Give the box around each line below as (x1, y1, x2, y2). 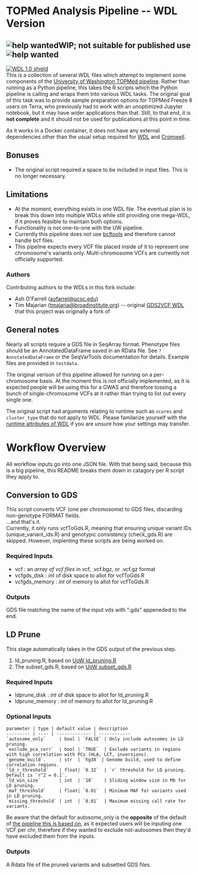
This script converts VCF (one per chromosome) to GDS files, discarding (6, 506, 183, 513)
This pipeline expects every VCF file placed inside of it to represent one (14, 243, 189, 250)
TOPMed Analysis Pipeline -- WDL (6, 4, 178, 18)
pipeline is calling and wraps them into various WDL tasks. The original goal (6, 91, 190, 97)
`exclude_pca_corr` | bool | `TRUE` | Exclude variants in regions (6, 747, 181, 753)
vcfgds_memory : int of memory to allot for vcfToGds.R (14, 578, 149, 585)
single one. (6, 396, 33, 403)
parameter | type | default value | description (6, 726, 128, 732)
